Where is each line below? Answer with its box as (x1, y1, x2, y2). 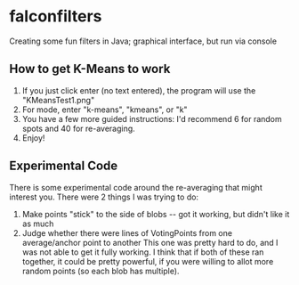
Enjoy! (21, 132, 45, 143)
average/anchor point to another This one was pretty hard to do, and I (21, 237, 279, 248)
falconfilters (9, 6, 102, 27)
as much (21, 218, 54, 229)
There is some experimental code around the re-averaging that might (9, 182, 263, 192)
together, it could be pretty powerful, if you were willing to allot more (21, 256, 274, 266)
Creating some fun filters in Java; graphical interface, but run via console (9, 36, 278, 46)
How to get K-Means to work (9, 61, 171, 77)
